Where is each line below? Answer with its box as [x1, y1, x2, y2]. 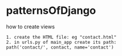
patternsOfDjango [6, 4, 96, 17]
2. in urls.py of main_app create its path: [6, 39, 117, 45]
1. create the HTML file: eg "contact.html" [6, 34, 117, 40]
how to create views [6, 23, 55, 30]
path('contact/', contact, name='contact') [6, 44, 114, 50]
